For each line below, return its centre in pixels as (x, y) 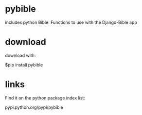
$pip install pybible (24, 65)
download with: (20, 55)
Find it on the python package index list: (45, 98)
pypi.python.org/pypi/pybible (34, 107)
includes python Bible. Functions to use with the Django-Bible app (71, 22)
